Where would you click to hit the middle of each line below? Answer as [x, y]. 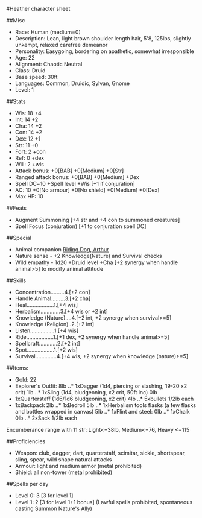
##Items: [17, 368]
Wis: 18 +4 [28, 113]
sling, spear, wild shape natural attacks [63, 460]
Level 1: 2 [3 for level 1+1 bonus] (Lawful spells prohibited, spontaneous [104, 502]
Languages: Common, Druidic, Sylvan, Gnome [72, 83]
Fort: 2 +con [30, 151]
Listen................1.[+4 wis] [47, 330]
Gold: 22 [26, 380]
